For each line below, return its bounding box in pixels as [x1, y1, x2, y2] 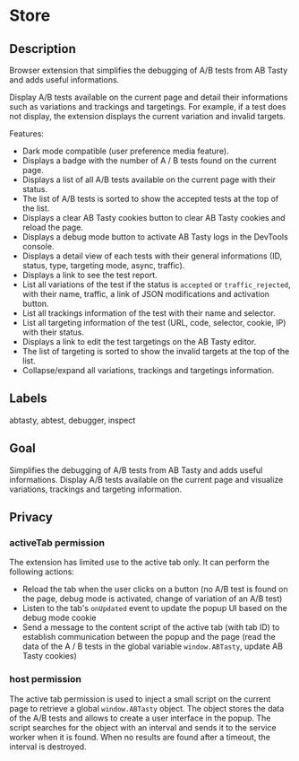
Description [9, 41, 76, 57]
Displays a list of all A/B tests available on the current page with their [21, 174, 276, 185]
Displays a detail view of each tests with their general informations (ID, [21, 250, 283, 261]
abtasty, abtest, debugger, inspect [9, 415, 136, 425]
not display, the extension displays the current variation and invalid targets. [9, 111, 286, 121]
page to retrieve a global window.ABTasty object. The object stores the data [9, 703, 285, 713]
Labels [9, 391, 47, 407]
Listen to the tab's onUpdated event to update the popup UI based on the [21, 603, 288, 614]
